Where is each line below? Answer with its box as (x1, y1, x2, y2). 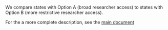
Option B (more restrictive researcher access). (5, 9, 103, 15)
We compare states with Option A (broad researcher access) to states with (5, 4, 163, 10)
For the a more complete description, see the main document (5, 19, 135, 25)
